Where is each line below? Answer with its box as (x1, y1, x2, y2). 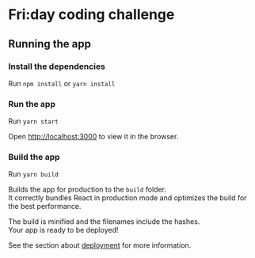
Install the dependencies (8, 61, 105, 72)
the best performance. (8, 202, 82, 211)
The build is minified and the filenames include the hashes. (8, 217, 200, 226)
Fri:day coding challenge (8, 6, 175, 24)
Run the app (8, 98, 55, 109)
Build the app (8, 152, 61, 163)
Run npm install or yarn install (8, 78, 116, 88)
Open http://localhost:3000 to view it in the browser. (8, 132, 179, 142)
